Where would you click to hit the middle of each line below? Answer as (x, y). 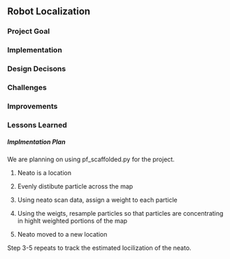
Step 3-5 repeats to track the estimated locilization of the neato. (99, 248)
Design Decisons (37, 69)
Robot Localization (49, 12)
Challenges (27, 88)
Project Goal (29, 31)
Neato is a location (44, 172)
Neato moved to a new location (62, 234)
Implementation (35, 50)
